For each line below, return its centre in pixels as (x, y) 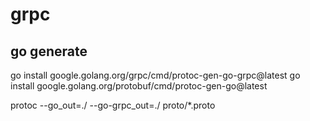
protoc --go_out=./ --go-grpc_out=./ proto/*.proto (113, 105)
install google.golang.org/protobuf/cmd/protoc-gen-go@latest (139, 86)
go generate (49, 51)
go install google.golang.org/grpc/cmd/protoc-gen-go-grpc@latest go (155, 75)
